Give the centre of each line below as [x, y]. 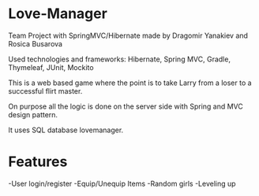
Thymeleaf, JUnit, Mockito [51, 67]
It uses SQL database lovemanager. [66, 130]
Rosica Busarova [36, 43]
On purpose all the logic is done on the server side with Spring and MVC [126, 106]
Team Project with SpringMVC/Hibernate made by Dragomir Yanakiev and [128, 35]
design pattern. [33, 114]
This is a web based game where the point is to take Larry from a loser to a [130, 83]
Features [38, 162]
